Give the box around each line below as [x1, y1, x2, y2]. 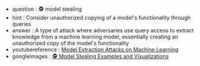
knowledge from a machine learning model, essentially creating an [12, 33, 179, 40]
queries [12, 20, 32, 28]
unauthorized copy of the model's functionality [12, 40, 129, 47]
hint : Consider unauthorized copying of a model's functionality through [12, 14, 191, 21]
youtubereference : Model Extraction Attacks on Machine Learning [12, 46, 179, 53]
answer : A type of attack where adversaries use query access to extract [12, 27, 194, 34]
